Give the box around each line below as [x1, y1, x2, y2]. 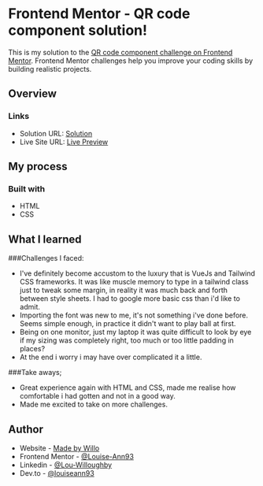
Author [8, 422, 43, 436]
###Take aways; [8, 368, 62, 377]
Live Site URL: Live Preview [19, 137, 109, 147]
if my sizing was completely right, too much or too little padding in [19, 336, 235, 345]
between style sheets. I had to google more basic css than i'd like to [19, 294, 240, 303]
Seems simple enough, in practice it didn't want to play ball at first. [19, 319, 236, 328]
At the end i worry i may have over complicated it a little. [19, 352, 202, 362]
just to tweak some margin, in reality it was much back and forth [19, 285, 228, 295]
